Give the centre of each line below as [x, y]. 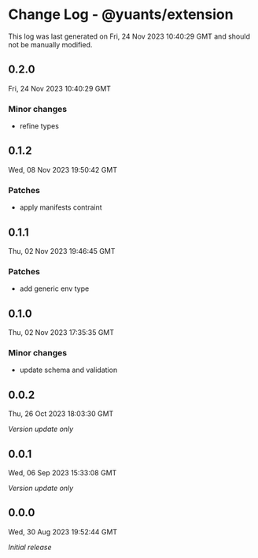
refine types [39, 126]
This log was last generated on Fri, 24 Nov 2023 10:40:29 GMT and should [129, 36]
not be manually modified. [50, 44]
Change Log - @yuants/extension [121, 15]
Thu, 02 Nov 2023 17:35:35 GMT [61, 333]
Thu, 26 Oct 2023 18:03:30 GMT [61, 414]
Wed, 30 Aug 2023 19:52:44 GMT [63, 532]
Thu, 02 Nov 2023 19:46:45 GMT [62, 251]
